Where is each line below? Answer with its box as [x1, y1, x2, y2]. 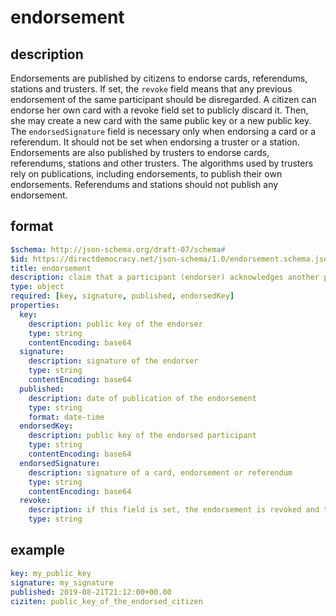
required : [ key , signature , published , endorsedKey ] [10, 291, 235, 301]
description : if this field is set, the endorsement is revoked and [28, 505, 320, 515]
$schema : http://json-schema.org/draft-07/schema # [10, 244, 226, 255]
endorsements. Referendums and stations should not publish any [10, 179, 279, 190]
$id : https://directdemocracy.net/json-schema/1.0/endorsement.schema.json [10, 254, 333, 264]
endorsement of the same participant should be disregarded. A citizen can [10, 94, 317, 105]
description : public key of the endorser [28, 319, 203, 329]
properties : [10, 301, 60, 311]
